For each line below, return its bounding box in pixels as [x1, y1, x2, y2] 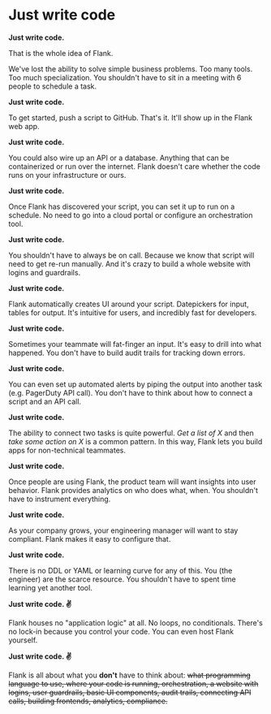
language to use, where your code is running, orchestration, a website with [8, 678, 259, 688]
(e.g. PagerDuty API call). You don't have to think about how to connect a [8, 387, 253, 397]
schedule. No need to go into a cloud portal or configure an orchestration [8, 210, 253, 220]
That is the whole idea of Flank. [8, 48, 114, 58]
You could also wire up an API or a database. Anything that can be [8, 153, 230, 162]
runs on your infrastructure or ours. [8, 170, 127, 180]
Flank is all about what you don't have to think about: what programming [8, 670, 252, 680]
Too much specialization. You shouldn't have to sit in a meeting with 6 [8, 72, 242, 82]
